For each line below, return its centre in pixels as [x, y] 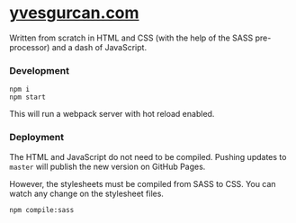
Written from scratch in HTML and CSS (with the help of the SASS [131, 38]
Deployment [37, 138]
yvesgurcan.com [74, 13]
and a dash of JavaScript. [99, 47]
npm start [28, 97]
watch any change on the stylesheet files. [87, 193]
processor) [30, 47]
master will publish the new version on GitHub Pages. [108, 166]
